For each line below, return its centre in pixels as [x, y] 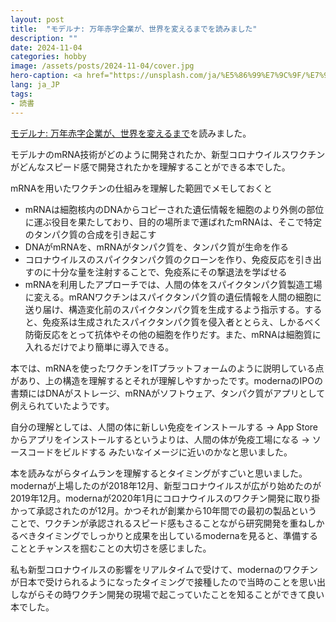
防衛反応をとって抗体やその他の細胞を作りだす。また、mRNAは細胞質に [173, 334]
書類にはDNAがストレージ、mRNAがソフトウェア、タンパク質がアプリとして [168, 393]
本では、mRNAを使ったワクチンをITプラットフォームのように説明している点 [167, 368]
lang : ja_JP [35, 85]
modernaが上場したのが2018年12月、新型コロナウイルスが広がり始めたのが [166, 485]
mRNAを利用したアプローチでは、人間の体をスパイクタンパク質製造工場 [173, 284]
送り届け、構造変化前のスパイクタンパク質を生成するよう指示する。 [164, 309]
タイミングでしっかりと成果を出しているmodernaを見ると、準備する [177, 535]
